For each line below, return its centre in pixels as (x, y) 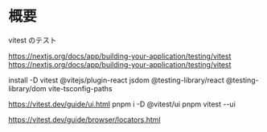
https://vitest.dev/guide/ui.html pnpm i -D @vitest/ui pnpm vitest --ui (122, 104)
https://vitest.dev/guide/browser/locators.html (84, 119)
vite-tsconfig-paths (80, 88)
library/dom (27, 88)
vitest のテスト (33, 40)
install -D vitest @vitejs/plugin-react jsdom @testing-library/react (116, 80)
